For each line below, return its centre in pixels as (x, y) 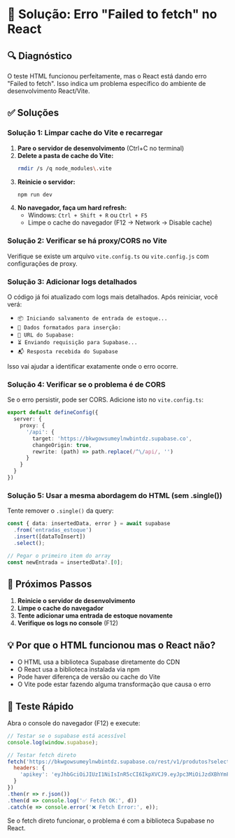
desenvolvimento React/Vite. (49, 91)
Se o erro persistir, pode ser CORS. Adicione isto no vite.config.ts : (106, 400)
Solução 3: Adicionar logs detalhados (72, 281)
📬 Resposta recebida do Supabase (67, 352)
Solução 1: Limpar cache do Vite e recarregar (85, 133)
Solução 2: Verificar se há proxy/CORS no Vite (87, 241)
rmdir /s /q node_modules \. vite (64, 168)
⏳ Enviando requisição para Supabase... (77, 343)
